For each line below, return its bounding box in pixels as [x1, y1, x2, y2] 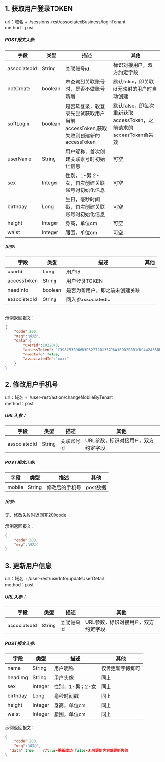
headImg [7, 674, 28, 681]
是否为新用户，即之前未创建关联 [66, 287, 140, 294]
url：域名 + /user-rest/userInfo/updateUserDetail [5, 575, 104, 581]
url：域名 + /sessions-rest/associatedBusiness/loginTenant [5, 19, 126, 25]
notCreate [7, 85, 31, 92]
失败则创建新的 [65, 132, 100, 139]
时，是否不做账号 [65, 85, 105, 92]
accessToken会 [113, 132, 149, 138]
